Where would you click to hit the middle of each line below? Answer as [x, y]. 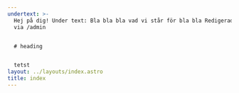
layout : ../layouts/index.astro [55, 72]
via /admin [30, 27]
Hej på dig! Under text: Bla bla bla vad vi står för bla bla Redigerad [124, 21]
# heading [28, 46]
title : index [27, 79]
